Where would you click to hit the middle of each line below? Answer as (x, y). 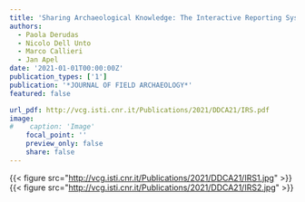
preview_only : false (64, 144)
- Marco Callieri (50, 52)
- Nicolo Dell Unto (54, 43)
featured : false (40, 93)
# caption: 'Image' (52, 127)
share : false (50, 152)
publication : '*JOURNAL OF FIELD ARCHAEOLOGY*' (101, 85)
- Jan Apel (38, 60)
